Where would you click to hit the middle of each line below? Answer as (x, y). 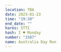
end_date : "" (19, 24)
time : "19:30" (20, 19)
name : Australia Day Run (31, 42)
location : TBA (20, 10)
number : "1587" (21, 38)
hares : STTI (17, 28)
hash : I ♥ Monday (23, 33)
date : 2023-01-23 (23, 14)
